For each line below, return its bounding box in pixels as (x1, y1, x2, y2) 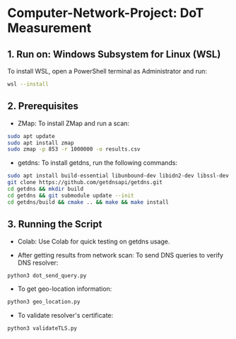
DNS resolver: (17, 258, 59, 267)
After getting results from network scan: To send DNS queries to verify (17, 251, 224, 259)
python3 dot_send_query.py (7, 272, 87, 279)
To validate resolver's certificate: (17, 311, 114, 320)
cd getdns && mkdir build (7, 185, 83, 193)
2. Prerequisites (7, 100, 79, 113)
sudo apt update (7, 132, 55, 139)
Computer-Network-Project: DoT (7, 5, 204, 21)
